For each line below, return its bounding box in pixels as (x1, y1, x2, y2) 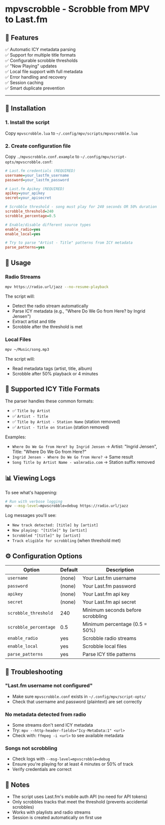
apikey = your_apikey (5, 191, 45, 196)
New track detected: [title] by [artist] (12, 523, 98, 528)
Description (106, 567, 134, 573)
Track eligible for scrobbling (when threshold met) (12, 538, 121, 543)
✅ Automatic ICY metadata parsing (5, 47, 76, 52)
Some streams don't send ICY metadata (12, 722, 93, 728)
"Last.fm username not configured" (5, 682, 93, 689)
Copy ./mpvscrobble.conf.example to (5, 153, 80, 159)
